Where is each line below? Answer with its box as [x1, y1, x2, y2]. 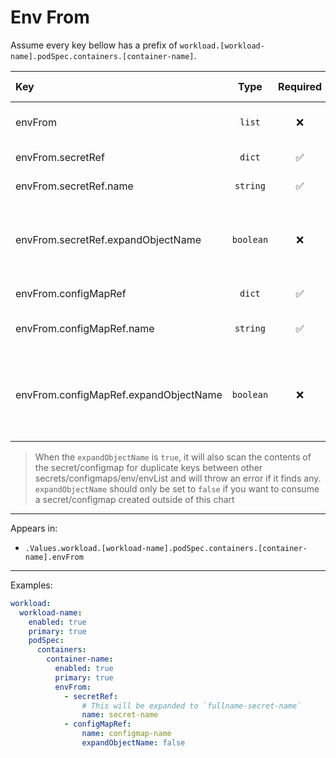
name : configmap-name [81, 729, 172, 739]
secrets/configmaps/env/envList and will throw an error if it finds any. [34, 472, 322, 484]
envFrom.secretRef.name [15, 179, 134, 193]
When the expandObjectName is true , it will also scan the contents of [34, 451, 312, 463]
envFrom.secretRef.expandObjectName [15, 232, 202, 246]
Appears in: [10, 522, 58, 534]
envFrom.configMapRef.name [15, 321, 155, 335]
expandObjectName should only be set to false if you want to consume [34, 482, 320, 495]
